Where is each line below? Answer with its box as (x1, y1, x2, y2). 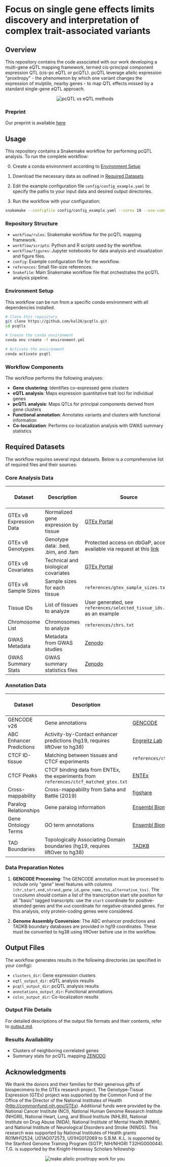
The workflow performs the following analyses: (5, 375, 104, 381)
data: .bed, (45, 542, 70, 549)
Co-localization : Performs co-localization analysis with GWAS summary (12, 423, 163, 429)
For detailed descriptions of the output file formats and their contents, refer (5, 1018, 162, 1024)
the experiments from (45, 773, 96, 780)
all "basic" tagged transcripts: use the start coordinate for (12, 897, 135, 903)
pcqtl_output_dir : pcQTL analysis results (12, 983, 99, 989)
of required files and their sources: (5, 461, 77, 468)
